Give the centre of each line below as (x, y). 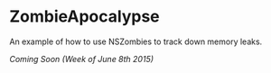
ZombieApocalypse (84, 17)
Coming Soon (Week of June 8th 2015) (82, 59)
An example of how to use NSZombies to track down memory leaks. (136, 41)
